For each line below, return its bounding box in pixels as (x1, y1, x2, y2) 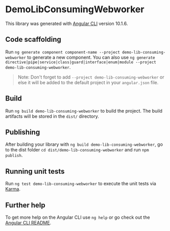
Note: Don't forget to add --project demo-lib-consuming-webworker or (17, 74, 164, 80)
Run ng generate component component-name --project (5, 48, 120, 55)
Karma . (5, 186, 20, 192)
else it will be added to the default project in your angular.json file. (17, 79, 159, 85)
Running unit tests (5, 167, 65, 175)
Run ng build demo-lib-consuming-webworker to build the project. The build (5, 108, 162, 114)
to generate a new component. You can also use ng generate (27, 54, 155, 60)
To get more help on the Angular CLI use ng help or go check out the (5, 214, 150, 220)
